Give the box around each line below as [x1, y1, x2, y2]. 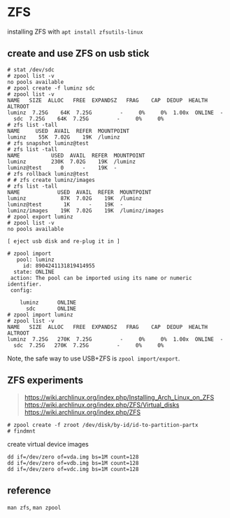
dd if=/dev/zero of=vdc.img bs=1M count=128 [7, 465, 139, 472]
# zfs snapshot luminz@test [7, 139, 89, 147]
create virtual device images [7, 440, 89, 448]
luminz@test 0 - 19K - [7, 164, 117, 171]
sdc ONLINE [25, 305, 77, 312]
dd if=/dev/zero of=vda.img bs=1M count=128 [7, 453, 139, 461]
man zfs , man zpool [7, 503, 62, 512]
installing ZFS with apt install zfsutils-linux [7, 27, 143, 36]
